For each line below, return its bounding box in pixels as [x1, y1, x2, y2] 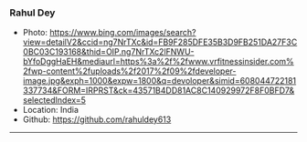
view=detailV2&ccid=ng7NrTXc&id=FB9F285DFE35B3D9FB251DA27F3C [22, 36, 298, 47]
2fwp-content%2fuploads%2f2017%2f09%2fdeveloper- [22, 66, 237, 76]
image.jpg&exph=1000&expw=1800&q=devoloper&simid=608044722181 [22, 76, 297, 86]
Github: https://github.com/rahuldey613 [22, 114, 172, 125]
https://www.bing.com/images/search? [49, 27, 196, 38]
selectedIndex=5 [22, 95, 87, 106]
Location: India [22, 105, 79, 116]
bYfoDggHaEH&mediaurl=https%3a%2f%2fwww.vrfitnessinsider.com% [22, 56, 294, 67]
